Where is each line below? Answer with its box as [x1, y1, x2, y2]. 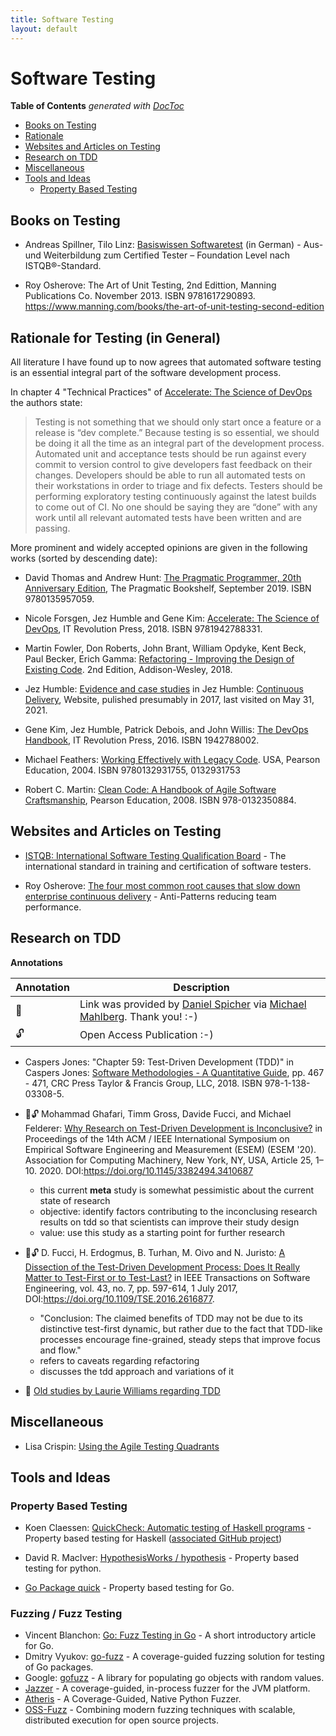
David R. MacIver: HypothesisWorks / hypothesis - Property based [24, 1552, 299, 1564]
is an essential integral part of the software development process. [10, 367, 282, 379]
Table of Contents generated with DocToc [10, 100, 185, 112]
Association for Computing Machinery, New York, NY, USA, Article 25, [24, 1154, 314, 1166]
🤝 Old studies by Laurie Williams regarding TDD [24, 1384, 221, 1396]
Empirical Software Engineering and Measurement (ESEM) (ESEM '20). [24, 1143, 317, 1155]
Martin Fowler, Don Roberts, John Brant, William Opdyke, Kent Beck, [24, 642, 307, 655]
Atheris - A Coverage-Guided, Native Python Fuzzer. [24, 1693, 242, 1705]
